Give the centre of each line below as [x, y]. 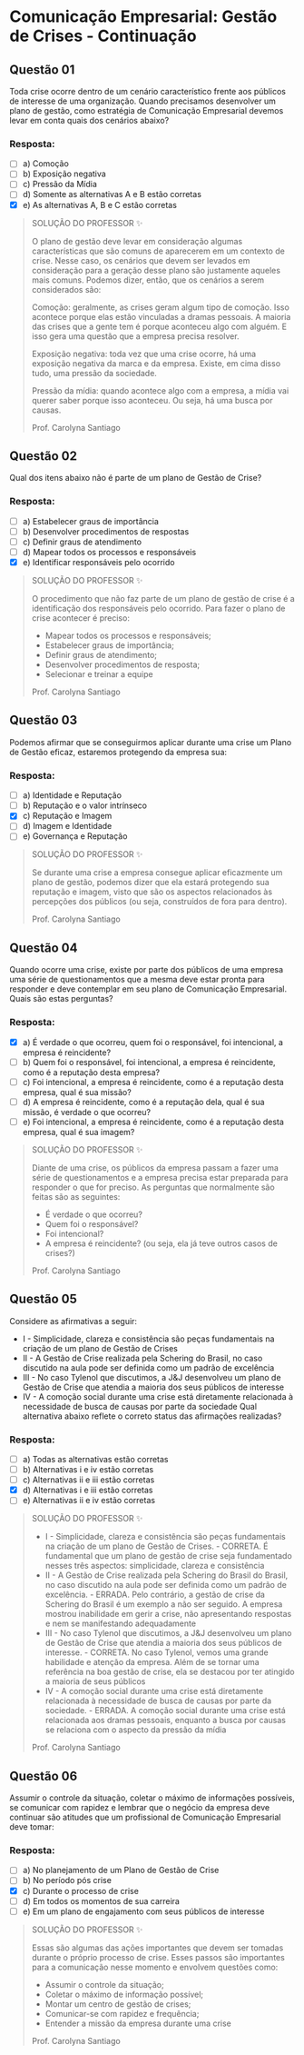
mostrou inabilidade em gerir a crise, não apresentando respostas [168, 1614]
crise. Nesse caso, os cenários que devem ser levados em [141, 260]
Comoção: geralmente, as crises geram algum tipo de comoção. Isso [161, 307]
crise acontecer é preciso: [80, 618]
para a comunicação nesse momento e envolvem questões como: [155, 1967]
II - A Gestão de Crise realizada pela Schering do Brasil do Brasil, [167, 1575]
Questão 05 [43, 1299]
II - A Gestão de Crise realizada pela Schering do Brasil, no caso [142, 1358]
